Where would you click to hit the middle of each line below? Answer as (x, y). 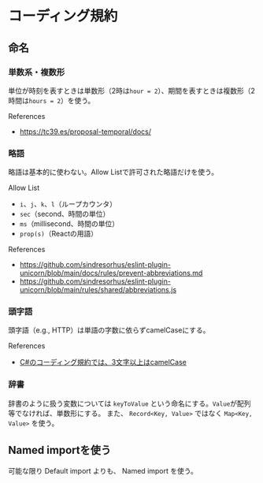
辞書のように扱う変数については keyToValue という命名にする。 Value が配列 (130, 403)
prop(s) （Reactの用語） (59, 234)
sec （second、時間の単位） (65, 214)
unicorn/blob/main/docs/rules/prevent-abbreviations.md (111, 273)
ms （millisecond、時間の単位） (69, 224)
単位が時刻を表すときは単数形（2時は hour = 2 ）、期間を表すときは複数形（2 (132, 91)
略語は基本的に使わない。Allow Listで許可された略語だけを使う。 (113, 172)
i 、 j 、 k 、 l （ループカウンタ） (68, 204)
